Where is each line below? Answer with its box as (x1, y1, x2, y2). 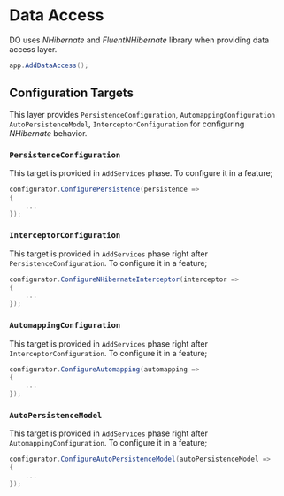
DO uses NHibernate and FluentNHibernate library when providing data (9, 34, 270, 45)
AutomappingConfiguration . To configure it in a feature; (9, 438, 208, 448)
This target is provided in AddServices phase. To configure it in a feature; (9, 167, 273, 178)
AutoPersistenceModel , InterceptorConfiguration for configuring (9, 118, 245, 129)
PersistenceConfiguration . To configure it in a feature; (9, 257, 208, 268)
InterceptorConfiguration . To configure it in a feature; (9, 347, 208, 358)
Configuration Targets (9, 86, 134, 101)
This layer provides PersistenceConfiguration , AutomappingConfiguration (9, 109, 276, 119)
